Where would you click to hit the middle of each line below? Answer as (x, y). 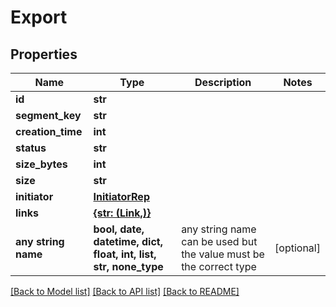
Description (223, 82)
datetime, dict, (128, 241)
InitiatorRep (121, 196)
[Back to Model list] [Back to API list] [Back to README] (125, 291)
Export (39, 17)
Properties (44, 54)
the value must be (223, 254)
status (31, 148)
